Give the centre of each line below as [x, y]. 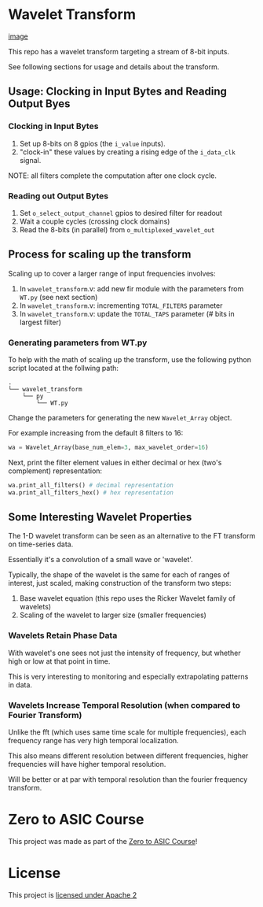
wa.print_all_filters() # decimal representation [91, 485]
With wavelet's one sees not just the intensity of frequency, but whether [124, 653]
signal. [30, 160]
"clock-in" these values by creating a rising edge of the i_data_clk [127, 152]
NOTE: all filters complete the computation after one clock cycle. [113, 176]
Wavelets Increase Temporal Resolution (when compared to [124, 705]
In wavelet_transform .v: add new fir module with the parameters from [131, 288]
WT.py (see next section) [58, 297]
